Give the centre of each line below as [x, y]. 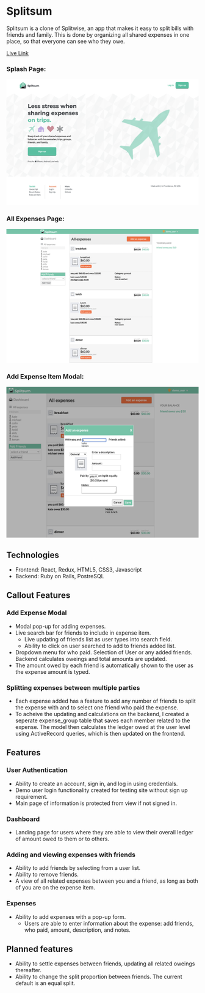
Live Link [18, 53]
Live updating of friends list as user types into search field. [98, 639]
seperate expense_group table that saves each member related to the [103, 720]
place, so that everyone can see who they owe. [66, 41]
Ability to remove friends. [47, 875]
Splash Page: [26, 69]
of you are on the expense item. [55, 888]
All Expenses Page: [36, 219]
